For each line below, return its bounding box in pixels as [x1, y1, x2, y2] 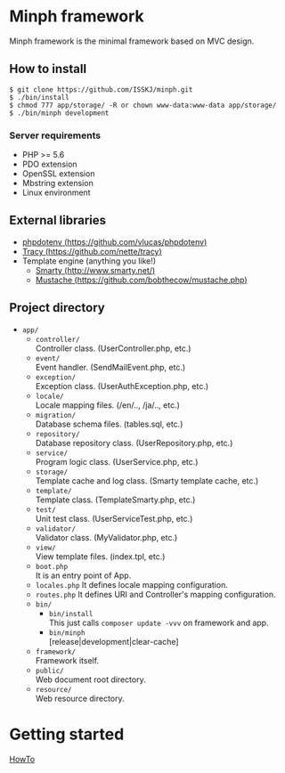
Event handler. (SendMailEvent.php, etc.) [35, 362, 186, 372]
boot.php [35, 562, 69, 571]
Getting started [9, 724, 125, 745]
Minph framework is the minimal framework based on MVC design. [9, 36, 255, 46]
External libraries [9, 213, 107, 228]
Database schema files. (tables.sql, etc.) [35, 419, 183, 429]
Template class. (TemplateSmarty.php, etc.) [35, 494, 196, 505]
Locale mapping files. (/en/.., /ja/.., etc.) [35, 399, 181, 411]
